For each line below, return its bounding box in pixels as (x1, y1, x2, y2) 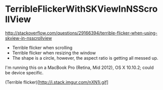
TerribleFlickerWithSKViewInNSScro (5, 3, 158, 15)
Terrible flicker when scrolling (12, 45, 73, 50)
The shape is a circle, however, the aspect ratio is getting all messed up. (12, 55, 159, 61)
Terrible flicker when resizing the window (12, 50, 96, 56)
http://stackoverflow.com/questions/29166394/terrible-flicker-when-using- (5, 30, 158, 36)
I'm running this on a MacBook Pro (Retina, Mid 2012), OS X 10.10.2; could (5, 65, 154, 70)
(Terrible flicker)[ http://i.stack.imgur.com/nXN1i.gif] (5, 79, 109, 85)
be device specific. (5, 69, 44, 75)
